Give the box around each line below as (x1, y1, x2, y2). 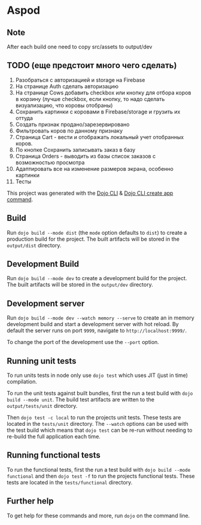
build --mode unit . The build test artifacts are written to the (7, 396, 155, 403)
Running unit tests (7, 356, 77, 366)
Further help (7, 496, 54, 506)
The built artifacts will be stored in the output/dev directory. (7, 281, 153, 288)
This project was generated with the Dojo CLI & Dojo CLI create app (7, 189, 173, 197)
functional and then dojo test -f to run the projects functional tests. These (7, 472, 195, 480)
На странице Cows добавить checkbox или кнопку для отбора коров (15, 89, 191, 96)
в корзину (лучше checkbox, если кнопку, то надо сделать (15, 95, 165, 102)
